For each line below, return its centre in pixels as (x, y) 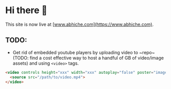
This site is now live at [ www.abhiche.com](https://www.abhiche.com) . (79, 24)
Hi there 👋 (26, 10)
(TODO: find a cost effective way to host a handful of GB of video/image (88, 58)
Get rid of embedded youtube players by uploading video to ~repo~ (84, 52)
